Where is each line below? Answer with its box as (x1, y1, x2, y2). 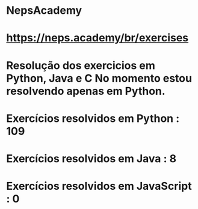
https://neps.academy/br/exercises (6, 31, 189, 45)
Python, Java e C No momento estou (6, 71, 193, 85)
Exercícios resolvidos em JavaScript (6, 180, 192, 193)
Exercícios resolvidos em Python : (6, 112, 180, 125)
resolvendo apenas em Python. (6, 84, 166, 98)
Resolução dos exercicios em (6, 58, 155, 72)
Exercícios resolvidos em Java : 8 (6, 151, 176, 165)
